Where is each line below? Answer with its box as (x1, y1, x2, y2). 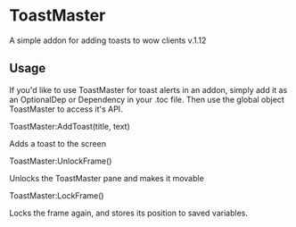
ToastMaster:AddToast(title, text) (9, 121, 131, 131)
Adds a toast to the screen (9, 138, 107, 148)
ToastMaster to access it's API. (9, 104, 123, 114)
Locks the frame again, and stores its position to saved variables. (9, 207, 248, 218)
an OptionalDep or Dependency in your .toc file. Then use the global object (9, 94, 285, 105)
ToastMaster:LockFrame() (9, 189, 104, 201)
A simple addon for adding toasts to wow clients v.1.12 (9, 35, 207, 46)
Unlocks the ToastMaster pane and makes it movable (9, 172, 205, 183)
